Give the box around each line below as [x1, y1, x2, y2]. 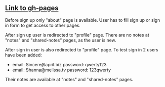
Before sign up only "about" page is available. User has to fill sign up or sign [5, 17, 160, 23]
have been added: [5, 52, 42, 58]
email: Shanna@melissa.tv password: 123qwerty [12, 67, 111, 73]
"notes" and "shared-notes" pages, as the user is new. [5, 37, 116, 43]
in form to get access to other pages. [5, 22, 81, 28]
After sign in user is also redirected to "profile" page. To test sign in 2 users [5, 46, 159, 52]
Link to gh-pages [5, 4, 59, 12]
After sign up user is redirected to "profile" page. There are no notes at [5, 32, 149, 38]
